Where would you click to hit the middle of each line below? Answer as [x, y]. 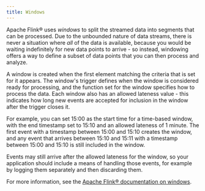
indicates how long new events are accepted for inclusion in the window [97, 100]
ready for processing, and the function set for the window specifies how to [100, 87]
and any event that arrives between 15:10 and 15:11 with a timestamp [92, 138]
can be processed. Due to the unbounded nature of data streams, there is [99, 36]
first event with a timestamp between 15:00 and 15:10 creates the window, [99, 131]
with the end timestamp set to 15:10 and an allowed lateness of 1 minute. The [103, 125]
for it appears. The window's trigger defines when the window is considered [102, 80]
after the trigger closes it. [38, 107]
